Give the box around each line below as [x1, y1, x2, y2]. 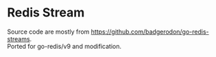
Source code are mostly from [7, 27, 90, 36]
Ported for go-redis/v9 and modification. [7, 42, 122, 50]
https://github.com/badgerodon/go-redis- [91, 27, 209, 36]
